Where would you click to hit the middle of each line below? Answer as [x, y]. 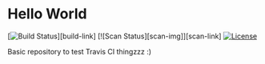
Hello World [47, 14]
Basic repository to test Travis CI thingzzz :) [80, 51]
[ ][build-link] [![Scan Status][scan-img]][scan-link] [114, 36]
